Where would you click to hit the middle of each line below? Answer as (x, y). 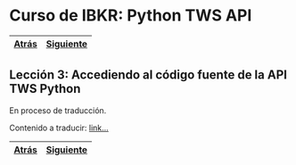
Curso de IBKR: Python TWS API (131, 16)
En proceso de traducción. (58, 110)
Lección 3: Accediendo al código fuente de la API (148, 75)
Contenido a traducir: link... (59, 128)
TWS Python (45, 89)
